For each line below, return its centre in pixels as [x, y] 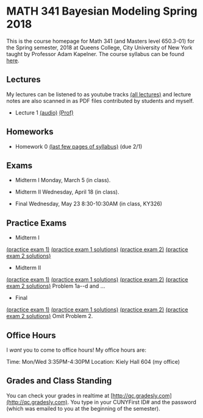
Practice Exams [37, 223]
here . [13, 60]
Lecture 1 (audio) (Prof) [44, 112]
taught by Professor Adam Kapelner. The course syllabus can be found [95, 54]
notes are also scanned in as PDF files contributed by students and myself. [100, 101]
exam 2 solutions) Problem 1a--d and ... [56, 286]
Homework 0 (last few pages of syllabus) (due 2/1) [79, 146]
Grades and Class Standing [59, 381]
